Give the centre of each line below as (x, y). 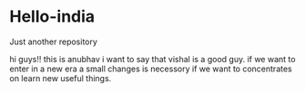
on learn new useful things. (61, 78)
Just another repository (54, 42)
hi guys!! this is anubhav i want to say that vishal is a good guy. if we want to (152, 59)
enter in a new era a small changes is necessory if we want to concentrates (151, 69)
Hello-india (52, 17)
